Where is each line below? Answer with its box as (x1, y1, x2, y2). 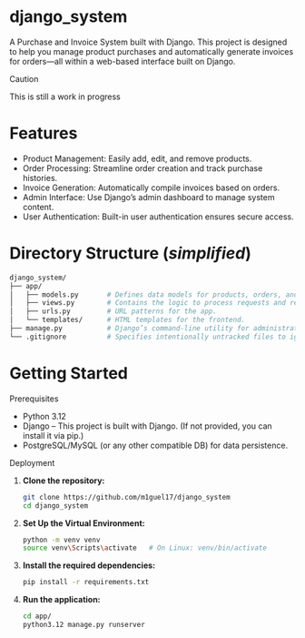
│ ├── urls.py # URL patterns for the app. (9, 307, 218, 316)
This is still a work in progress (9, 91, 121, 102)
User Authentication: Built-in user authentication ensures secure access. (22, 211, 294, 222)
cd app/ (22, 612, 52, 621)
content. (22, 201, 54, 212)
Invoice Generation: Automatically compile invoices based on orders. (22, 182, 280, 193)
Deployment (9, 457, 55, 468)
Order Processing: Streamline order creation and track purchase (22, 162, 263, 174)
